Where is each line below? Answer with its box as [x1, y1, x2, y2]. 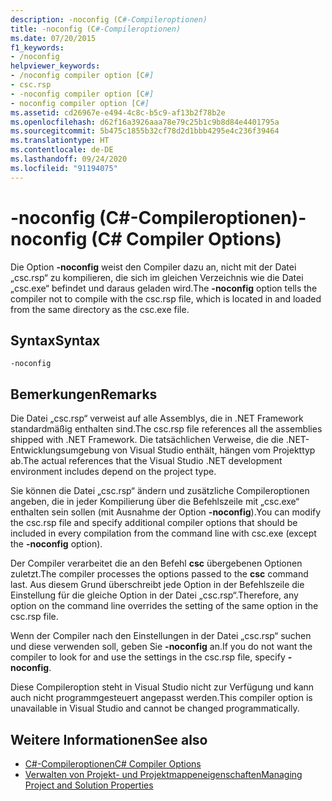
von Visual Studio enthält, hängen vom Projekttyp [111, 444, 316, 456]
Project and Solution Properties [24, 779, 154, 791]
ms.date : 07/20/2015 [10, 33, 97, 43]
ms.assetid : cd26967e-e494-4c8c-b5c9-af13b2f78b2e [10, 107, 226, 118]
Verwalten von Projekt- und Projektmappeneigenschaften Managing [24, 769, 303, 780]
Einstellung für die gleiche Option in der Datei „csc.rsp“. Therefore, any [10, 589, 299, 601]
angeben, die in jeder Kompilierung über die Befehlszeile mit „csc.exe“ [10, 496, 300, 508]
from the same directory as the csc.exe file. [10, 303, 190, 315]
